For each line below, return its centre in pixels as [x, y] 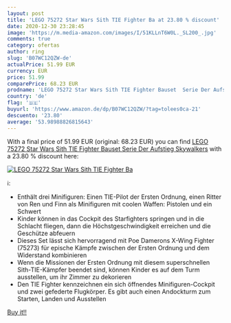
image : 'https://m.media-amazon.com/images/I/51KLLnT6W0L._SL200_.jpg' [112, 33]
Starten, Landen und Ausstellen [62, 298]
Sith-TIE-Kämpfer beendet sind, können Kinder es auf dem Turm [108, 270]
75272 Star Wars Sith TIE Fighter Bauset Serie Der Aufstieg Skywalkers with [114, 149]
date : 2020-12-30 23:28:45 [46, 26]
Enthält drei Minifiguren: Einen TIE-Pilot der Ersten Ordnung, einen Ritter [119, 197]
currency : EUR [27, 71]
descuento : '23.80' [35, 115]
